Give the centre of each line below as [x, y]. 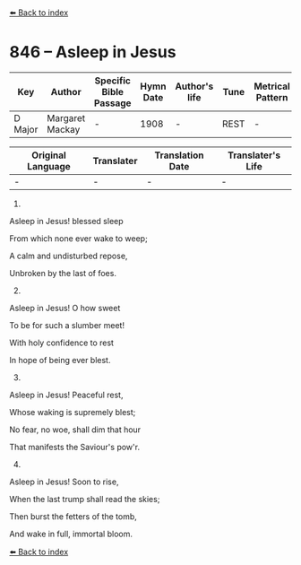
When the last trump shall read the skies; [85, 499]
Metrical [272, 86]
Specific [113, 81]
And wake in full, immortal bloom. [71, 534]
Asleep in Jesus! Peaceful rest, [66, 395]
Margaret [66, 117]
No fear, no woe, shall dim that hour [75, 430]
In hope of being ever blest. [60, 360]
